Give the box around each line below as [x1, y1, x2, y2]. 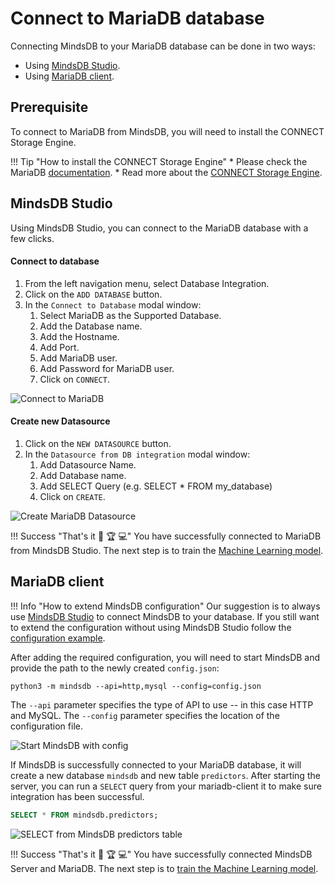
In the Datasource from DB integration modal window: [24, 448, 251, 460]
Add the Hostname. [39, 330, 120, 342]
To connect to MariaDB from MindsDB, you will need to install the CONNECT [10, 125, 325, 137]
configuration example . [10, 632, 106, 644]
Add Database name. [39, 469, 127, 481]
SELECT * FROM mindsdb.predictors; [10, 810, 159, 820]
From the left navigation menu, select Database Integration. [24, 277, 270, 289]
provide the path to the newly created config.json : [10, 662, 220, 674]
